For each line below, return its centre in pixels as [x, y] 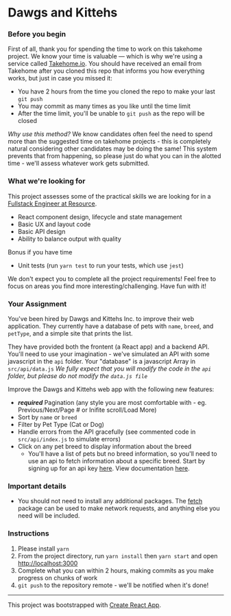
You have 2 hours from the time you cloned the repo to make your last [116, 91]
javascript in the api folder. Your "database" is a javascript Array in [102, 362]
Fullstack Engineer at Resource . [52, 203]
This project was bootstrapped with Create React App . [85, 605]
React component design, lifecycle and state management [100, 217]
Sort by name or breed [47, 417]
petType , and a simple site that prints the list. [70, 333]
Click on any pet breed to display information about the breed [105, 447]
